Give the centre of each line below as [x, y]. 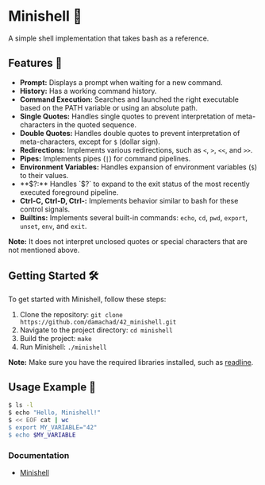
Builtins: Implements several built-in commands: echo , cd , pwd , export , [134, 217]
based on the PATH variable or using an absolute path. [109, 107]
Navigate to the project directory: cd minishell [96, 330]
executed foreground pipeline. [69, 192]
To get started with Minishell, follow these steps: [87, 299]
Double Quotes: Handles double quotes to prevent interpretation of [130, 133]
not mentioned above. [44, 250]
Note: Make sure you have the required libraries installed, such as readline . [131, 362]
